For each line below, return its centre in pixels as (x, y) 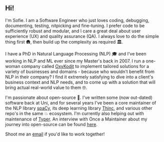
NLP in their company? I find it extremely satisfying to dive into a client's (79, 76)
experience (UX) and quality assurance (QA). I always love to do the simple (82, 36)
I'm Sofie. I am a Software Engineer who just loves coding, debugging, (77, 20)
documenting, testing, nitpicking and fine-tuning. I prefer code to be (75, 25)
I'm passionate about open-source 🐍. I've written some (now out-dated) (79, 97)
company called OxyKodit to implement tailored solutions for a (85, 66)
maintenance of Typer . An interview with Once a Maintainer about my (76, 119)
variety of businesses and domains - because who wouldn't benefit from (80, 71)
